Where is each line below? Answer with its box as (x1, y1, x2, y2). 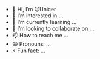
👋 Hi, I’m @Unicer (12, 6, 56, 13)
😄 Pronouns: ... (12, 40, 52, 48)
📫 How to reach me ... (12, 32, 68, 39)
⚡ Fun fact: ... (12, 47, 45, 54)
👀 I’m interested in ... (12, 12, 64, 19)
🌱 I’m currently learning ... (12, 19, 77, 25)
